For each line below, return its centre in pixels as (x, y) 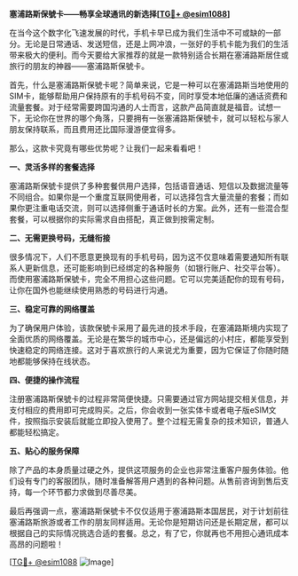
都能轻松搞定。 (36, 432)
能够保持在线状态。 (59, 361)
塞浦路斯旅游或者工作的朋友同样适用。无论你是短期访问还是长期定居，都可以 (149, 522)
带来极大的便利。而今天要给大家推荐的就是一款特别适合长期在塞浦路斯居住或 (149, 55)
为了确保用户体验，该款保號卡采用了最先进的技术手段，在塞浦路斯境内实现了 (149, 328)
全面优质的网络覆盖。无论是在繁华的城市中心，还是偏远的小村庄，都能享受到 (149, 339)
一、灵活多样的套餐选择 (52, 167)
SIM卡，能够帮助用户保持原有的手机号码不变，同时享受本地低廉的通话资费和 (149, 96)
